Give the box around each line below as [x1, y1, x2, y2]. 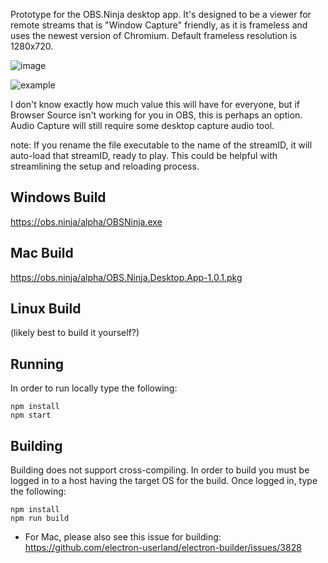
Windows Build [10, 189, 107, 206]
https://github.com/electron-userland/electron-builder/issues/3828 [24, 542, 302, 554]
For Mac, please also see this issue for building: [24, 531, 222, 543]
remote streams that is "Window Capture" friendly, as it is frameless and [10, 19, 308, 31]
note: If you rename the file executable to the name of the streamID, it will [10, 139, 313, 151]
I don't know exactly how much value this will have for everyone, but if [10, 99, 300, 110]
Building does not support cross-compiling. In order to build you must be [10, 464, 310, 476]
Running [10, 355, 65, 373]
